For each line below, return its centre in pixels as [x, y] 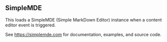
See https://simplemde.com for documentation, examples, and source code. [83, 34]
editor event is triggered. [30, 25]
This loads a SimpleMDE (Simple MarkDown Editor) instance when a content [83, 20]
